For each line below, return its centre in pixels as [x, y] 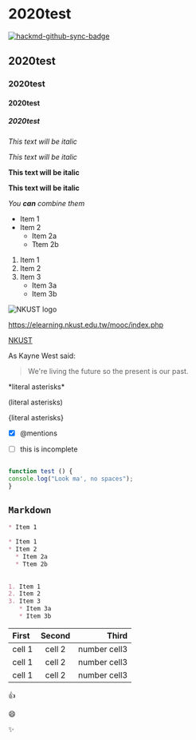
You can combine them [47, 203]
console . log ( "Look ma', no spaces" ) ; [71, 479]
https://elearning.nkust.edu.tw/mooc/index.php [86, 324]
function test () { [41, 471]
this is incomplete [49, 449]
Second [55, 635]
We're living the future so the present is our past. [108, 371]
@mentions [39, 433]
